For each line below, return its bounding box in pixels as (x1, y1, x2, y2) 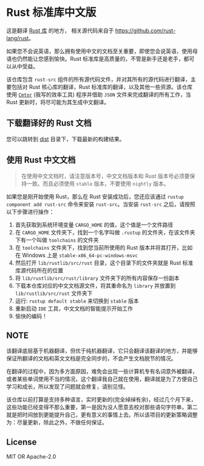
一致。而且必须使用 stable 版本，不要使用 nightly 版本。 (26, 180, 169, 187)
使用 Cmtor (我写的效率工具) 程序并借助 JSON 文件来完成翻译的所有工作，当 (6, 91, 191, 98)
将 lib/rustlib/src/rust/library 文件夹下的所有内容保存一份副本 (15, 274, 180, 281)
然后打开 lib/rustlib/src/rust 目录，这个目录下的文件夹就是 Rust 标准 (15, 259, 193, 266)
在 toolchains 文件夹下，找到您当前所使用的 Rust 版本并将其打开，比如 (15, 244, 193, 251)
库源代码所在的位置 (15, 266, 64, 274)
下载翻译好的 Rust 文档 (6, 118, 92, 129)
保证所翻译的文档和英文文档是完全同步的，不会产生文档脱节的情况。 (6, 355, 177, 362)
